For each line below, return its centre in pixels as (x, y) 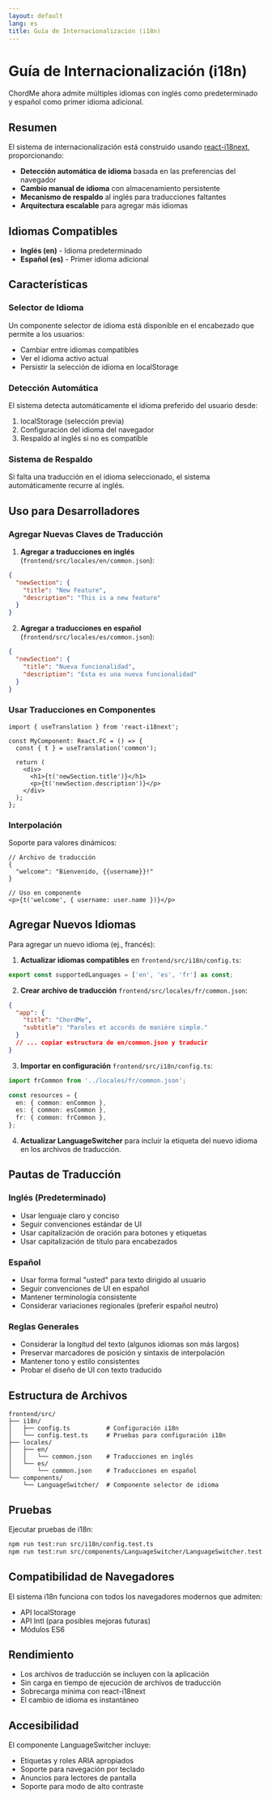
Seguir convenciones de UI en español (85, 1289)
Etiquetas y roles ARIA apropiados (77, 1761)
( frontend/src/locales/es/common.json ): (87, 637)
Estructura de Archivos (68, 1395)
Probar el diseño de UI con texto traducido (91, 1370)
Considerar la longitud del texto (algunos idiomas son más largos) (130, 1344)
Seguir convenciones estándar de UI (81, 1224)
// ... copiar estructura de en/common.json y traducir (112, 1043)
